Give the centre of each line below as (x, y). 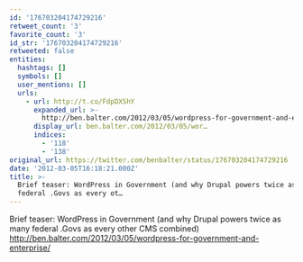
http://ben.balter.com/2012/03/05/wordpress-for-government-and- (134, 238)
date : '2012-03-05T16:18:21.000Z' (74, 168)
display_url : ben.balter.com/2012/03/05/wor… (120, 127)
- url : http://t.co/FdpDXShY (80, 101)
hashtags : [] (42, 68)
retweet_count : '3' (46, 26)
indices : (50, 135)
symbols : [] (40, 77)
